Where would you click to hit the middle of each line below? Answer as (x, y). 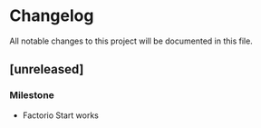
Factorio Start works (61, 115)
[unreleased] (47, 69)
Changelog (52, 16)
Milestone (32, 95)
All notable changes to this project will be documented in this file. (131, 41)
